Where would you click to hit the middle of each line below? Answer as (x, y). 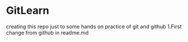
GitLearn (28, 11)
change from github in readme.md (48, 32)
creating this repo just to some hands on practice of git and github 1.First (94, 26)
